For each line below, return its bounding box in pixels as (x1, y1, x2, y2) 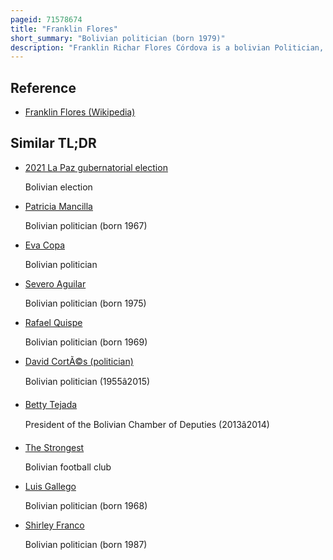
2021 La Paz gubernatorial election (24, 161, 168, 173)
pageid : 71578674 (10, 14, 83, 25)
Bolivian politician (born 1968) (24, 499, 148, 511)
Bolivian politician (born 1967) (24, 219, 148, 231)
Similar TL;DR (10, 135, 97, 152)
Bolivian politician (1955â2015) (24, 375, 151, 387)
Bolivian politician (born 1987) (24, 538, 148, 550)
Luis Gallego (24, 480, 77, 492)
